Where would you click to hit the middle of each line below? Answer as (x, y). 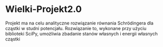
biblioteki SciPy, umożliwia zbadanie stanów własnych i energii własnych (81, 33)
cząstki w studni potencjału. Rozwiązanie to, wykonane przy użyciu (76, 28)
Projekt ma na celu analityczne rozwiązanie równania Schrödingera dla (79, 23)
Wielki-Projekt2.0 (44, 9)
